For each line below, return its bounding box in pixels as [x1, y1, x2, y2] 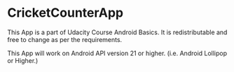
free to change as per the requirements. [7, 35, 123, 43]
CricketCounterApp [7, 5, 124, 21]
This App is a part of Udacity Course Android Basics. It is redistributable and [7, 28, 228, 36]
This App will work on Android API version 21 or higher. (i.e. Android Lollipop [7, 49, 228, 57]
